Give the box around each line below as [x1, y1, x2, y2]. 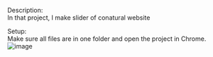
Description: [7, 6, 43, 14]
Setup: [7, 27, 27, 35]
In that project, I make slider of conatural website [7, 13, 151, 22]
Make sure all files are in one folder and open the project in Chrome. [7, 34, 207, 43]
